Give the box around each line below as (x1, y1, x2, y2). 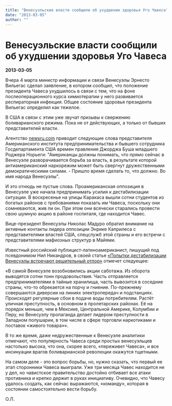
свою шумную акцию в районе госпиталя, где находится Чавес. (5, 211, 146, 217)
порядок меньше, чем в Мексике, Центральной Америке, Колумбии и (5, 306, 159, 312)
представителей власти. (5, 125, 59, 132)
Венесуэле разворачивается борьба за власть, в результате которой (5, 157, 157, 163)
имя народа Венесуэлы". (5, 173, 60, 180)
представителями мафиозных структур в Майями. (5, 237, 116, 243)
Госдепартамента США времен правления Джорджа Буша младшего (5, 146, 158, 152)
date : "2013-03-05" (5, 12, 47, 17)
